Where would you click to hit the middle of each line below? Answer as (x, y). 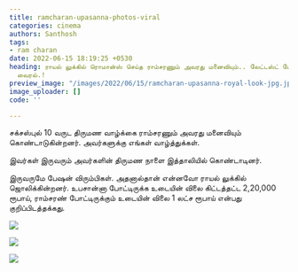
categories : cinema (45, 26)
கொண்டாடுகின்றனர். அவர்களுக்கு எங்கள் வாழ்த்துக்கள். (105, 143)
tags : (19, 42)
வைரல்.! (31, 75)
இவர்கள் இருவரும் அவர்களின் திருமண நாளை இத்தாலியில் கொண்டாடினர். (136, 160)
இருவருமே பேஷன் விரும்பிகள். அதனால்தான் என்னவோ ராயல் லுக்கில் (128, 178)
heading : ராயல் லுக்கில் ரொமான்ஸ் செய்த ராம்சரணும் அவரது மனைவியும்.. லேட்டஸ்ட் (144, 67)
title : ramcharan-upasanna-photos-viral (85, 17)
